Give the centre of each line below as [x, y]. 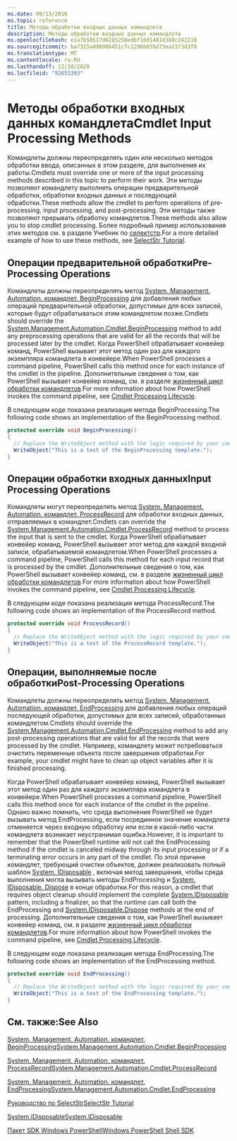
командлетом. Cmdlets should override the [70, 723]
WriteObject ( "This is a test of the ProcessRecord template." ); [110, 644]
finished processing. [37, 768]
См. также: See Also [53, 1022]
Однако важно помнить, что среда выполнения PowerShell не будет [110, 812]
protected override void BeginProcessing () [72, 430]
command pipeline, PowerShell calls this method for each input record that [116, 559]
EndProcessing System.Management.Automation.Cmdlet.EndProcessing [111, 1089]
